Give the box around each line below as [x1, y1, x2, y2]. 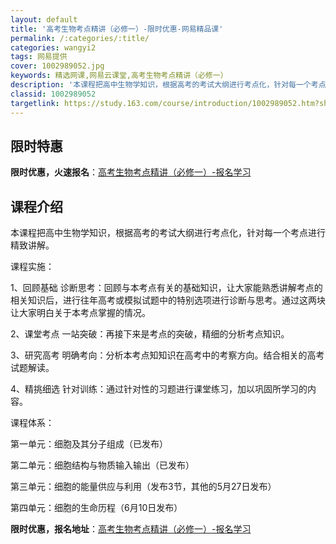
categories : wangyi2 [10, 42, 97, 53]
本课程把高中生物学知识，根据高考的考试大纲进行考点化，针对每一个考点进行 [10, 227, 326, 239]
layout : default [10, 14, 78, 25]
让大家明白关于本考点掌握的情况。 [10, 307, 151, 319]
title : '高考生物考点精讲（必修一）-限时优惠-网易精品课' [10, 24, 224, 34]
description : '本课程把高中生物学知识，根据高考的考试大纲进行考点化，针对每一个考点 [10, 80, 327, 90]
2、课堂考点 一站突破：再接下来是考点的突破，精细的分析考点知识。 [10, 328, 290, 340]
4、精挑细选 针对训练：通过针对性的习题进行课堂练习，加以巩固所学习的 [10, 383, 308, 395]
